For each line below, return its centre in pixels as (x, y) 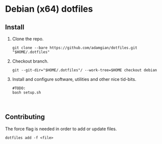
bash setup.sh (26, 93)
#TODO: (19, 88)
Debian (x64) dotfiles (49, 9)
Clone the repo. (28, 39)
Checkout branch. (30, 61)
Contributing (25, 117)
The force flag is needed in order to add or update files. (61, 129)
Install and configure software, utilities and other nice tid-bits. (74, 79)
